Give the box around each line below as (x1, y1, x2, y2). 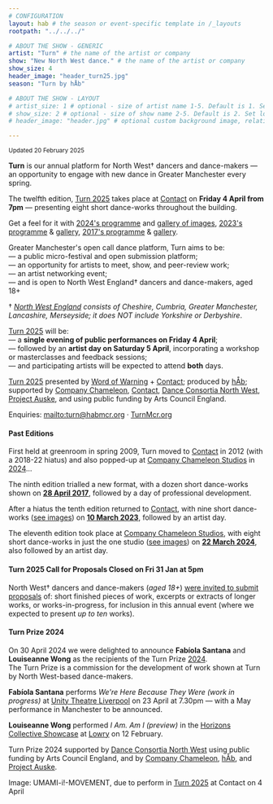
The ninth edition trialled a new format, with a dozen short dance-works (8, 480, 249, 490)
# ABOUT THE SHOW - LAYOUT (8, 94, 100, 103)
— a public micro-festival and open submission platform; (8, 252, 198, 261)
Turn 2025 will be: (8, 327, 69, 336)
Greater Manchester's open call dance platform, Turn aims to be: (8, 243, 225, 253)
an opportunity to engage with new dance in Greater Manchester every (8, 169, 246, 179)
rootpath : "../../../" (8, 27, 85, 35)
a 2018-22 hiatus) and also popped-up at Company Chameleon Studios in (8, 455, 255, 465)
